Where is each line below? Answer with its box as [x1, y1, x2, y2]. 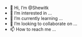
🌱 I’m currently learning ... [9, 15, 63, 21]
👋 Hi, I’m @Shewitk [9, 5, 49, 10]
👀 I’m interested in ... [9, 10, 52, 16]
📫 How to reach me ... [9, 26, 56, 32]
